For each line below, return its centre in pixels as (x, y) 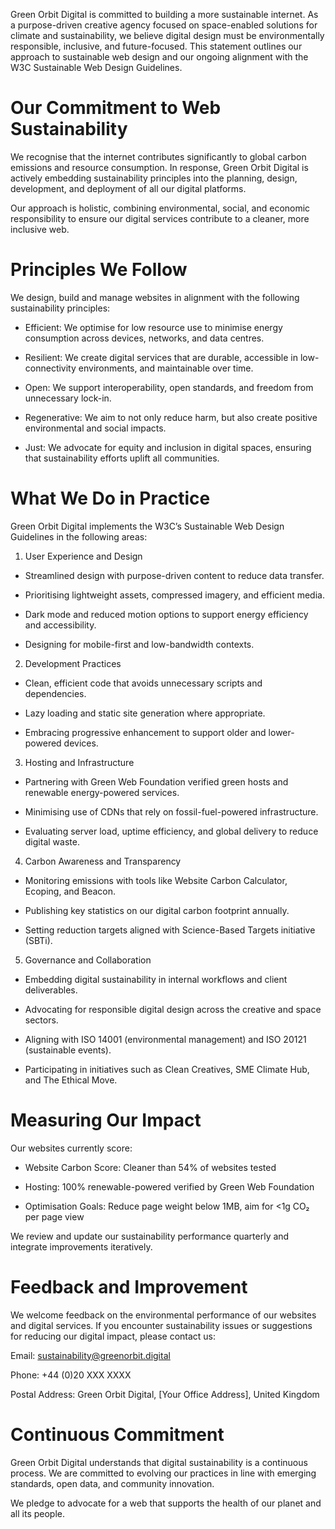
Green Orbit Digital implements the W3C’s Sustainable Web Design (147, 526)
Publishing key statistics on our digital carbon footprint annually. (157, 910)
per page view (54, 1216)
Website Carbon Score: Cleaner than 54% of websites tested (150, 1167)
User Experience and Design (83, 556)
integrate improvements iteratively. (81, 1246)
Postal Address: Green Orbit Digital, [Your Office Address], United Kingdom (165, 1394)
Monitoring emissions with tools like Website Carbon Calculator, (156, 880)
